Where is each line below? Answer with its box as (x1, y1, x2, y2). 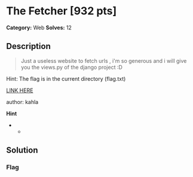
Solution (6, 145, 38, 155)
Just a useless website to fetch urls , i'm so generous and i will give (20, 57, 187, 64)
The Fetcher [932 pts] (6, 4, 117, 18)
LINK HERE (6, 87, 33, 94)
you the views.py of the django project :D (20, 63, 122, 71)
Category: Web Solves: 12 (6, 24, 72, 31)
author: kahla (6, 98, 39, 105)
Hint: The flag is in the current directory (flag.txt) (6, 75, 126, 82)
